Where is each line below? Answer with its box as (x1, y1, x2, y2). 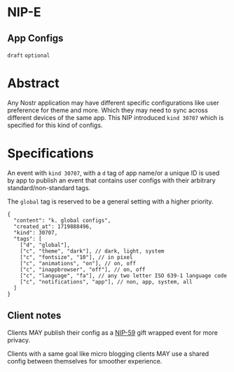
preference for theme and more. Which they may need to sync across (7, 106, 208, 114)
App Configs (7, 32, 64, 44)
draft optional (7, 52, 50, 59)
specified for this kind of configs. (7, 121, 103, 129)
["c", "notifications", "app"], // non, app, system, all (20, 278, 193, 285)
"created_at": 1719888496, (13, 222, 92, 230)
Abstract (7, 75, 60, 91)
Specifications (7, 145, 94, 161)
